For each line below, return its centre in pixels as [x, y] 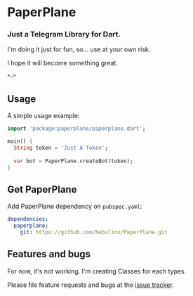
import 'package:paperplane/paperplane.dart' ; [76, 129]
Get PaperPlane [42, 189]
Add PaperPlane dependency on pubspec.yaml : [75, 206]
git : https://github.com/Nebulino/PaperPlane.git [94, 233]
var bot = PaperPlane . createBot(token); [73, 161]
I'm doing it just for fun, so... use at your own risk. [79, 49]
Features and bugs [49, 254]
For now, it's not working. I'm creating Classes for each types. [97, 271]
